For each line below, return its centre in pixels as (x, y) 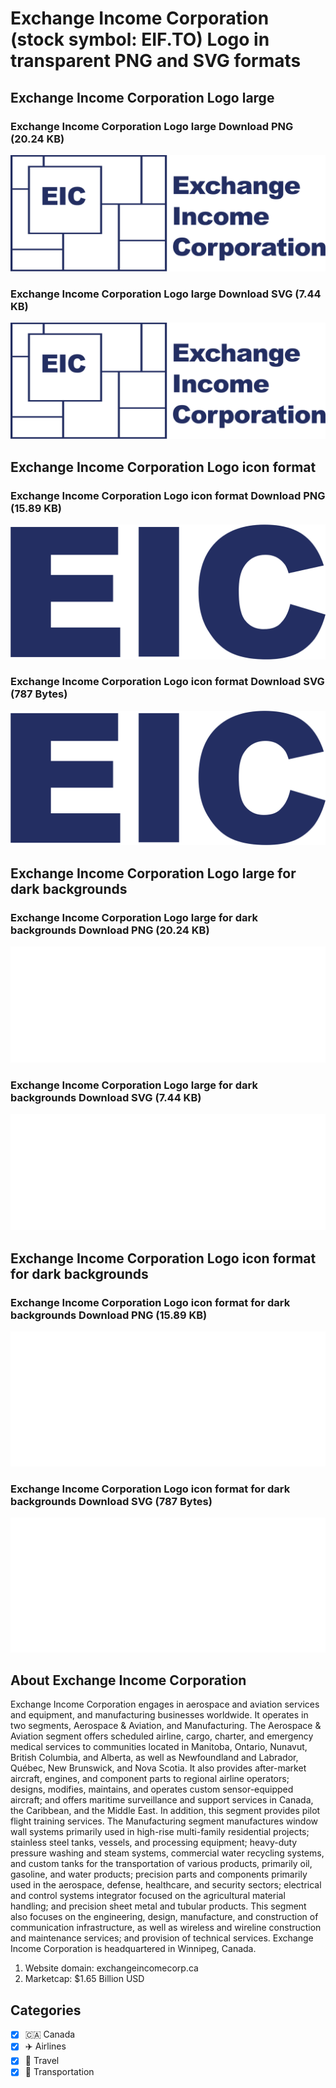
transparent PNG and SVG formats (156, 61)
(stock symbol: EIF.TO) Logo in (140, 39)
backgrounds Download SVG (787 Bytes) (111, 1501)
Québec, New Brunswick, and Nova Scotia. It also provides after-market (158, 1768)
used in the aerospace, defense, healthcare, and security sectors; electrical (166, 1885)
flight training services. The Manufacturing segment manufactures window (164, 1821)
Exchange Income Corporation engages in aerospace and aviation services (165, 1704)
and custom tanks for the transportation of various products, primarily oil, (161, 1864)
